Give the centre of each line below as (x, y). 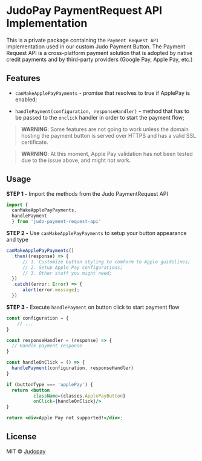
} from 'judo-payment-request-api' (57, 222)
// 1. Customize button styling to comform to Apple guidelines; (106, 262)
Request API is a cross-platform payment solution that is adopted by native (99, 53)
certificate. (34, 142)
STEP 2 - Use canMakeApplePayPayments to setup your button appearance (96, 233)
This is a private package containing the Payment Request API (83, 40)
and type (18, 240)
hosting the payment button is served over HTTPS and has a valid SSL (109, 135)
